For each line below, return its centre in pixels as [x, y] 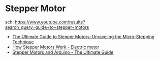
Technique [23, 41]
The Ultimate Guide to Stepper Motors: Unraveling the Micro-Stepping [83, 37]
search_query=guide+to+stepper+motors [47, 27]
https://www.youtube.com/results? [50, 22]
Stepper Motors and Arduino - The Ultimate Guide [63, 52]
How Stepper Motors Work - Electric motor [56, 47]
